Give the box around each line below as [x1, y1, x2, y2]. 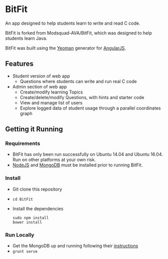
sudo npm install [12, 215, 49, 220]
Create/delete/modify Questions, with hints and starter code [20, 94, 144, 100]
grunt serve [12, 249, 38, 254]
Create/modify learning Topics [20, 89, 83, 95]
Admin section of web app [12, 83, 67, 90]
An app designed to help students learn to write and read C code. [5, 20, 140, 26]
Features [5, 59, 34, 68]
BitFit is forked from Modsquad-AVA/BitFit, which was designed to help [5, 30, 152, 36]
